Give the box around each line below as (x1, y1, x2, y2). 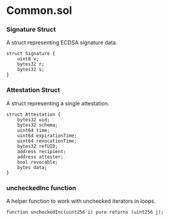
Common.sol (6, 4, 73, 18)
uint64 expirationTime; (17, 133, 78, 139)
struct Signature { (6, 51, 56, 57)
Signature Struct (6, 25, 56, 34)
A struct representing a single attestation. (6, 99, 110, 107)
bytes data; (17, 164, 47, 170)
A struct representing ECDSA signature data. (6, 39, 118, 46)
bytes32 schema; (17, 122, 59, 128)
